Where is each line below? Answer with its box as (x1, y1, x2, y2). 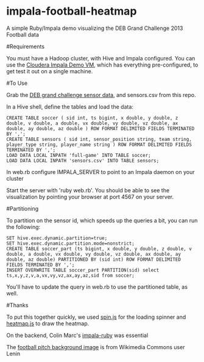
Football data (6, 31, 40, 38)
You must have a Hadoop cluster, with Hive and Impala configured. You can (6, 54, 195, 62)
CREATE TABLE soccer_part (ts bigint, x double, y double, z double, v (6, 245, 192, 252)
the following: (6, 223, 41, 230)
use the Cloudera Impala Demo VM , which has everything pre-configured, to (6, 61, 199, 68)
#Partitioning (6, 205, 39, 212)
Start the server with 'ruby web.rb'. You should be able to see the (6, 186, 170, 194)
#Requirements (6, 43, 44, 50)
